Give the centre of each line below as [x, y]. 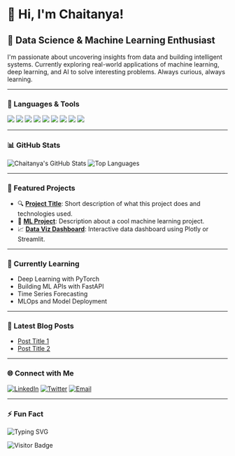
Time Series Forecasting [52, 294]
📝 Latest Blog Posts [41, 326]
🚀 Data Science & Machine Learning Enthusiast [111, 40]
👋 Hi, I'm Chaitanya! [66, 14]
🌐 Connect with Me [41, 373]
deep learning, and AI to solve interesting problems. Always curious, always [116, 72]
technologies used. [45, 214]
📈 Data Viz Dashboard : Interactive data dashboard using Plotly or [113, 229]
